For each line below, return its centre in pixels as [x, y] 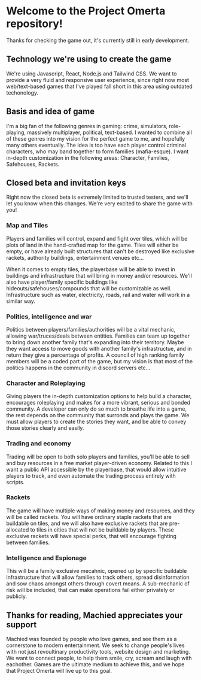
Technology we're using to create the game [89, 59]
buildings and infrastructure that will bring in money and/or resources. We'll [99, 275]
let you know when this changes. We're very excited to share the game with [99, 204]
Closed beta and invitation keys [66, 183]
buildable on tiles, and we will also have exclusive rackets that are [87, 523]
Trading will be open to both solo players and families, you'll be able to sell [98, 457]
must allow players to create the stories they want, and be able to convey [96, 422]
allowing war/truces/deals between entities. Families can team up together [98, 336]
